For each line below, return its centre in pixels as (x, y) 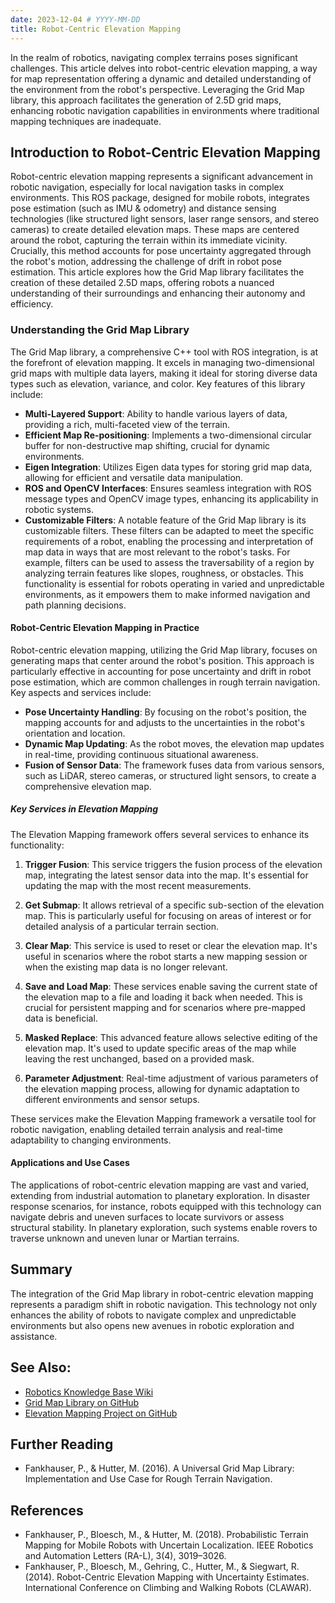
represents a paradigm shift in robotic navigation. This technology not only (164, 1304)
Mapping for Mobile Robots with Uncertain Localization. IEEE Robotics (169, 1545)
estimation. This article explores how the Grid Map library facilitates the (157, 272)
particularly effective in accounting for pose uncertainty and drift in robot (161, 671)
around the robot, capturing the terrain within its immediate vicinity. (149, 240)
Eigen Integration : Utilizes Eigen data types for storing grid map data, (168, 467)
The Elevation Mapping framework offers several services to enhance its (160, 834)
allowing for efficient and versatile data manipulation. (134, 477)
